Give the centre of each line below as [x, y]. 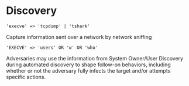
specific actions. [26, 77]
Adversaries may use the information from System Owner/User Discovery [94, 58]
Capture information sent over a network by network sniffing [79, 37]
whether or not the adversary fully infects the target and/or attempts [88, 70]
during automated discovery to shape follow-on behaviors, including [88, 64]
